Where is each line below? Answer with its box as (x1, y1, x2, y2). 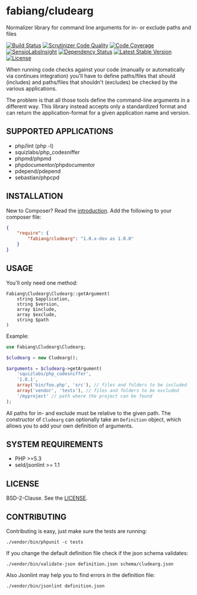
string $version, (17, 301, 60, 307)
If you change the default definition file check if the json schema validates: (6, 550, 189, 557)
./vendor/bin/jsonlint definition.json (6, 583, 105, 589)
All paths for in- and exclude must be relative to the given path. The (6, 409, 171, 416)
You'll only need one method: (6, 279, 78, 286)
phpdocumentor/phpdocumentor (14, 161, 96, 168)
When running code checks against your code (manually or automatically (6, 66, 185, 73)
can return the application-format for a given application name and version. (6, 109, 190, 116)
